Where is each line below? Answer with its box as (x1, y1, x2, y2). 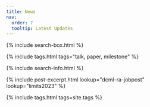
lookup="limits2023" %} (6, 83, 66, 90)
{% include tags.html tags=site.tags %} (6, 94, 102, 101)
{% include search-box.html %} (6, 42, 84, 49)
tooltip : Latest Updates (11, 25, 73, 32)
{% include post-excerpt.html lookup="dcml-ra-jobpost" (6, 76, 145, 83)
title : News (6, 8, 36, 15)
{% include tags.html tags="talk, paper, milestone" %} (6, 53, 139, 60)
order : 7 (11, 20, 33, 26)
